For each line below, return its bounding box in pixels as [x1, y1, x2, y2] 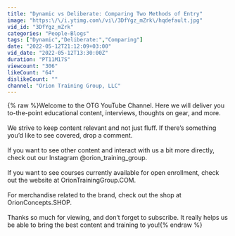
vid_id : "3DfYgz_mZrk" [7, 23, 74, 30]
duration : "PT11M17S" [7, 56, 71, 63]
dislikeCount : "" [7, 75, 58, 83]
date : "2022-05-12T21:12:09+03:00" [7, 43, 112, 50]
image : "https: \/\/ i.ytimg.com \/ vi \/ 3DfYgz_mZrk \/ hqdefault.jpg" [7, 17, 203, 24]
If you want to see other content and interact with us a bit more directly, [7, 146, 215, 155]
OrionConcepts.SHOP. [7, 198, 72, 207]
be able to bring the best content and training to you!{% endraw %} [7, 221, 203, 229]
